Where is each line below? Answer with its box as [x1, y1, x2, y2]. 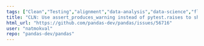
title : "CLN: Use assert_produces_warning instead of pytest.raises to [6, 14, 191, 20]
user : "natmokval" [6, 25, 53, 32]
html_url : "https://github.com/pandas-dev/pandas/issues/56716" [6, 20, 172, 26]
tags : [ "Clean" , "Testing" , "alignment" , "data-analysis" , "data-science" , [6, 8, 191, 15]
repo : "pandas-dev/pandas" [6, 31, 75, 37]
